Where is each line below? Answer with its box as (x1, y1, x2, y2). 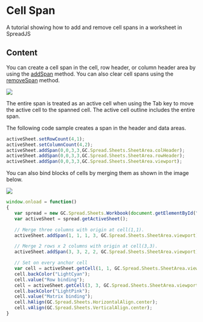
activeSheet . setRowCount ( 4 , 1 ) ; (6, 136, 85, 142)
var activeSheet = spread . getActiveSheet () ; (14, 215, 129, 222)
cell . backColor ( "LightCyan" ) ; (14, 271, 91, 277)
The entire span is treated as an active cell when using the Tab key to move (6, 99, 194, 107)
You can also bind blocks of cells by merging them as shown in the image (6, 169, 189, 177)
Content (6, 48, 38, 58)
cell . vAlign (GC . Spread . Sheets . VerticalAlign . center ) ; (14, 305, 153, 311)
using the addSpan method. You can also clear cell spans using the (6, 70, 174, 77)
